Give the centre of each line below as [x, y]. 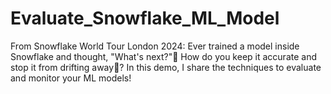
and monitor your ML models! [71, 78]
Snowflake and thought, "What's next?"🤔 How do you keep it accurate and [163, 56]
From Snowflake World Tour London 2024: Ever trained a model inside [155, 46]
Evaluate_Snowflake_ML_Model [145, 18]
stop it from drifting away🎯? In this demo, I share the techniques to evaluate [166, 67]
